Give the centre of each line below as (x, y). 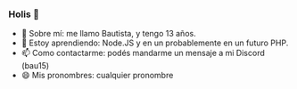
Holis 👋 (24, 14)
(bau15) (35, 66)
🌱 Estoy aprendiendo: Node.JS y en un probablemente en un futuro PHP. (155, 43)
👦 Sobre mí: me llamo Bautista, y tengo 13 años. (109, 34)
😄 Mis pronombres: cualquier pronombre (97, 76)
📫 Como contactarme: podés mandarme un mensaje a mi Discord (143, 53)
